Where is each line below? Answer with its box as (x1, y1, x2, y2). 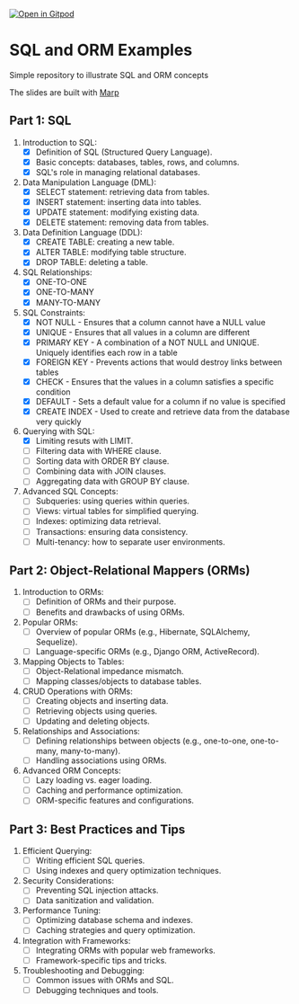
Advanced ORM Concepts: (22, 765, 121, 777)
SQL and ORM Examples (9, 40, 193, 60)
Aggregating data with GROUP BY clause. (35, 476, 190, 487)
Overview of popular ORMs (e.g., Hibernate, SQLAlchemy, (35, 626, 251, 637)
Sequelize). (35, 636, 78, 647)
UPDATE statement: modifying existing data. (35, 207, 200, 218)
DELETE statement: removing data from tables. (35, 217, 209, 228)
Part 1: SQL (9, 113, 72, 129)
